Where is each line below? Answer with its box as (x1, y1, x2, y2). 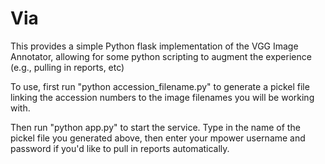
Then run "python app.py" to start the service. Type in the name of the (10, 121, 301, 133)
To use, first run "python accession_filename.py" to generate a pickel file (10, 80, 310, 92)
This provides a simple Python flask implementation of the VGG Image (10, 40, 299, 52)
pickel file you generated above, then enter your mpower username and (10, 132, 306, 144)
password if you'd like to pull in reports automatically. (10, 142, 230, 154)
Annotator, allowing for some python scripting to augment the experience (10, 50, 312, 62)
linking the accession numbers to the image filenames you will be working (10, 91, 315, 103)
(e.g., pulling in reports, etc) (10, 61, 125, 73)
